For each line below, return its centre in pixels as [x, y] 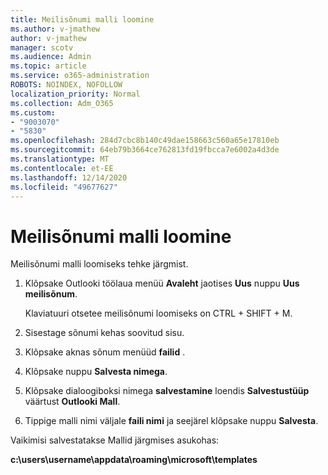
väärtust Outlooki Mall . [72, 402]
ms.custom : [33, 112]
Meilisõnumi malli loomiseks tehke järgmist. [99, 264]
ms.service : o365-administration [80, 76]
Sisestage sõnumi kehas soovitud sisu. [104, 333]
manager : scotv [42, 47]
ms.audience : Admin [51, 57]
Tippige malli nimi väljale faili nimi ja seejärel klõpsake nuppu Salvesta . [171, 421]
